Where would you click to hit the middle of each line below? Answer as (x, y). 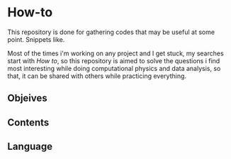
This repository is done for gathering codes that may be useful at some (111, 32)
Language (30, 147)
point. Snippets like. (36, 39)
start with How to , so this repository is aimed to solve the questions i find (114, 60)
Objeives (27, 98)
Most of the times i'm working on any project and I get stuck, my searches (116, 53)
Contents (28, 122)
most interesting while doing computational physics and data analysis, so (114, 68)
